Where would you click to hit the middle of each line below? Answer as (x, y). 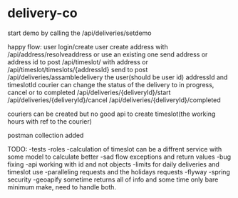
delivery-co (42, 13)
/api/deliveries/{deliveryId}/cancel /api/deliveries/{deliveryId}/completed (114, 100)
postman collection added (46, 135)
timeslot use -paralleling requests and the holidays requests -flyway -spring (119, 172)
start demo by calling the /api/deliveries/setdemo (79, 33)
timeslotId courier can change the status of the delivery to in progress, (111, 84)
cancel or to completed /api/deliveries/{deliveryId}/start (89, 92)
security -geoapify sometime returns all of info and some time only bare (113, 179)
